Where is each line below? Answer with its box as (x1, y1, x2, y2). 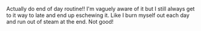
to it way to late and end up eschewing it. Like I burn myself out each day (6, 12, 190, 19)
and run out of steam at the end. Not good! (6, 18, 114, 25)
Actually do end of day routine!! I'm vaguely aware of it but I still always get (6, 5, 195, 12)
